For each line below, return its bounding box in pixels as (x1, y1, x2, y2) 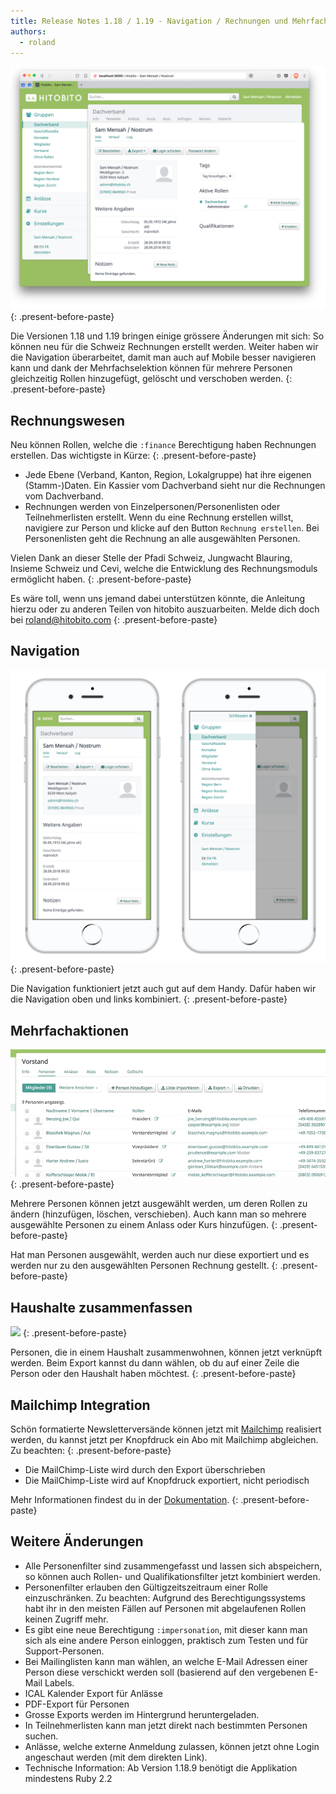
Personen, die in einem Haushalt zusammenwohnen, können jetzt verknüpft (10, 1346, 322, 1359)
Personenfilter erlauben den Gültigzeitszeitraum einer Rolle (24, 1581, 269, 1593)
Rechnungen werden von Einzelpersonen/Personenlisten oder (24, 501, 281, 513)
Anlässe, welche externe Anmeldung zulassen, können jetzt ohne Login (24, 1740, 320, 1752)
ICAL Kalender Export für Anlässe (24, 1687, 163, 1699)
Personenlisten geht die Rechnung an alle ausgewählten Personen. (24, 533, 301, 545)
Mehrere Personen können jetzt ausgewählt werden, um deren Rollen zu (10, 1198, 308, 1210)
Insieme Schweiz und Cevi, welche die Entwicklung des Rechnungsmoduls (10, 563, 318, 575)
